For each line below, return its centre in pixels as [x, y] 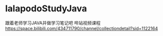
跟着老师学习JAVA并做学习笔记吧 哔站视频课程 [53, 23]
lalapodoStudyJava [46, 9]
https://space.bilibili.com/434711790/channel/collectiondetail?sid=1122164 [82, 28]
